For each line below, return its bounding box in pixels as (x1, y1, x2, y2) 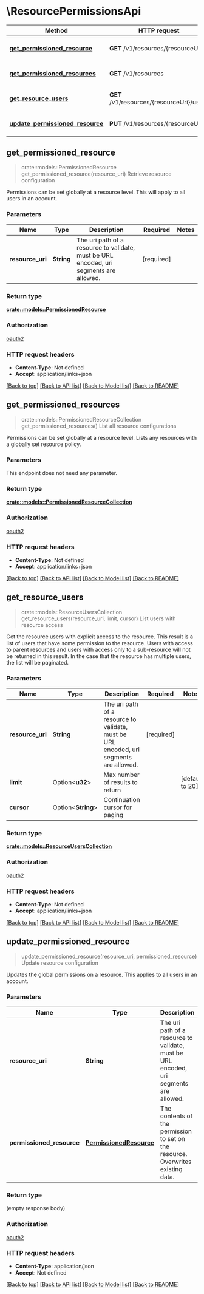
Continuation (103, 796, 141, 804)
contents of (160, 1112, 193, 1120)
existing (160, 1165, 183, 1174)
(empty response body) (6, 1205, 66, 1212)
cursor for (103, 803, 132, 812)
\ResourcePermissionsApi (6, 4, 141, 18)
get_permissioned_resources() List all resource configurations (21, 422, 177, 430)
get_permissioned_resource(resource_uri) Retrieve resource (21, 170, 172, 177)
